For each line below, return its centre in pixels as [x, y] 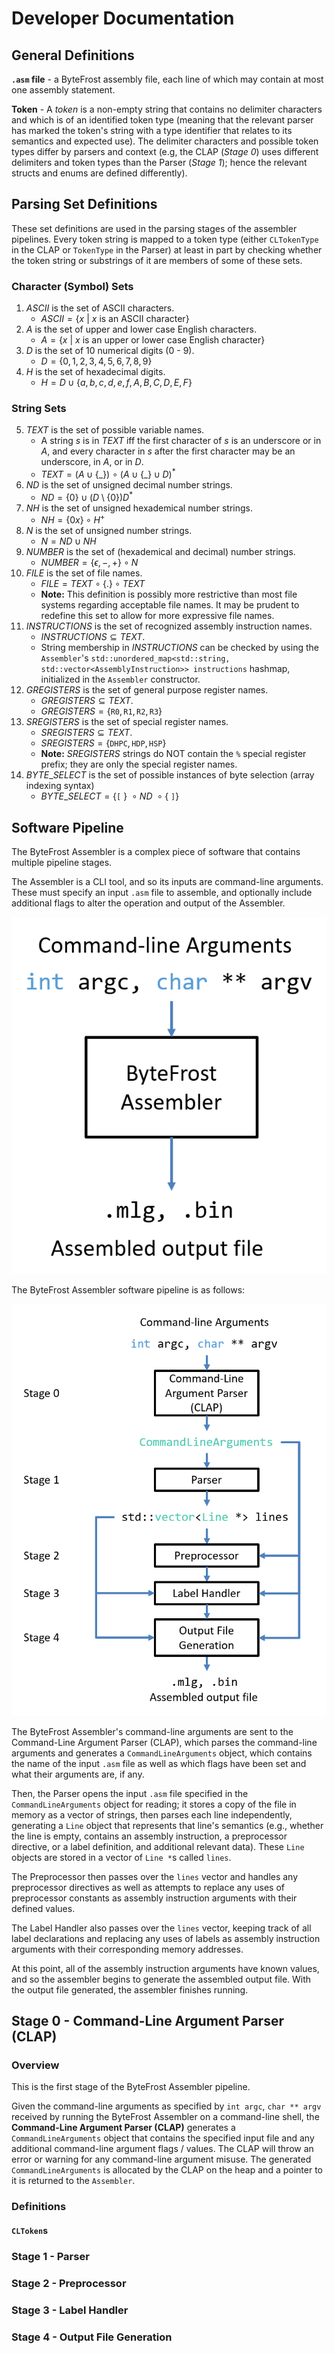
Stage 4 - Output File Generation [92, 2337]
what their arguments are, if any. [78, 1774]
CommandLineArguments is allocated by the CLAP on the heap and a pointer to [167, 2170]
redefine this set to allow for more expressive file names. [157, 616]
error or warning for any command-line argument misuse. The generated [161, 2159]
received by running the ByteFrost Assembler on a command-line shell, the [165, 2117]
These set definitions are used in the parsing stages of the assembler [154, 228]
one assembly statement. [63, 90]
